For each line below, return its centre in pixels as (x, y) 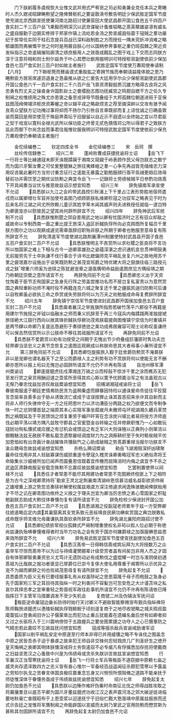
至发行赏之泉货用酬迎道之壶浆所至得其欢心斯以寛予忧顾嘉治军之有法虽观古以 (86, 378)
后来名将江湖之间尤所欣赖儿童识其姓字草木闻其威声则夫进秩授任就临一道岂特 (86, 205)
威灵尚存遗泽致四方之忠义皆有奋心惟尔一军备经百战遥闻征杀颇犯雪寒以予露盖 (86, 666)
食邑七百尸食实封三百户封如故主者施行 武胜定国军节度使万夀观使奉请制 (84, 65)
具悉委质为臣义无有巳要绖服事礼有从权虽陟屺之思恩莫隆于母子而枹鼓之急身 (84, 577)
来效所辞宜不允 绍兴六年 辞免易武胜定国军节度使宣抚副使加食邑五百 (85, 538)
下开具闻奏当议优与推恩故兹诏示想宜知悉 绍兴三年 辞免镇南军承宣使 (85, 185)
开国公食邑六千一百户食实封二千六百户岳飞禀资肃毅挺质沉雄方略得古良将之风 (86, 84)
